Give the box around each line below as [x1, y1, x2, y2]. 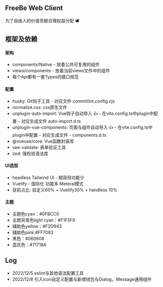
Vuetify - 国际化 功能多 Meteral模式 [12, 180, 84, 186]
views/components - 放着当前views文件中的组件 [12, 68, 110, 73]
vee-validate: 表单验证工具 [12, 144, 66, 150]
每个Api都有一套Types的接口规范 [12, 74, 79, 80]
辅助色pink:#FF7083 [12, 229, 54, 236]
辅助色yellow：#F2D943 [12, 223, 62, 229]
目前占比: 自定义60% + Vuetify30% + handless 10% [12, 187, 118, 193]
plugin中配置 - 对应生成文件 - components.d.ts [12, 132, 107, 138]
